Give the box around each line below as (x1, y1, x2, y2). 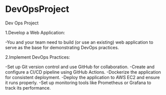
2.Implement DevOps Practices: (5, 54, 71, 60)
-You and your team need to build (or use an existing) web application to (5, 39, 154, 45)
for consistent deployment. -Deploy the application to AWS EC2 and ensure (5, 74, 160, 80)
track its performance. (5, 85, 51, 91)
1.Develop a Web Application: (5, 29, 65, 35)
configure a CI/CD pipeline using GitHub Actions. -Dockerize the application (5, 69, 161, 75)
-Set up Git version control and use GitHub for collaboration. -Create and (5, 64, 155, 70)
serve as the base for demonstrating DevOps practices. (5, 44, 119, 50)
